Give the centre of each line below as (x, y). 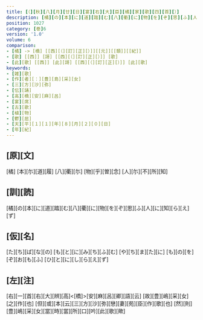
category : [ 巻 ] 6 (26, 29)
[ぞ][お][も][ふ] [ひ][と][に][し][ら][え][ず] (57, 260)
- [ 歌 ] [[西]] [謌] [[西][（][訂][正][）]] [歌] (62, 57)
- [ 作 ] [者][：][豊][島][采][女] (44, 79)
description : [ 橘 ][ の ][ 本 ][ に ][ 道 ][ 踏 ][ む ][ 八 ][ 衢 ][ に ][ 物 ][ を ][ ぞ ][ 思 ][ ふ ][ (100, 18)
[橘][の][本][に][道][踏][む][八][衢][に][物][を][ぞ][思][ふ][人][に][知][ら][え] (98, 208)
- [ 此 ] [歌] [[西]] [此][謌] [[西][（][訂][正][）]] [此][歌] (77, 62)
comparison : (21, 46)
